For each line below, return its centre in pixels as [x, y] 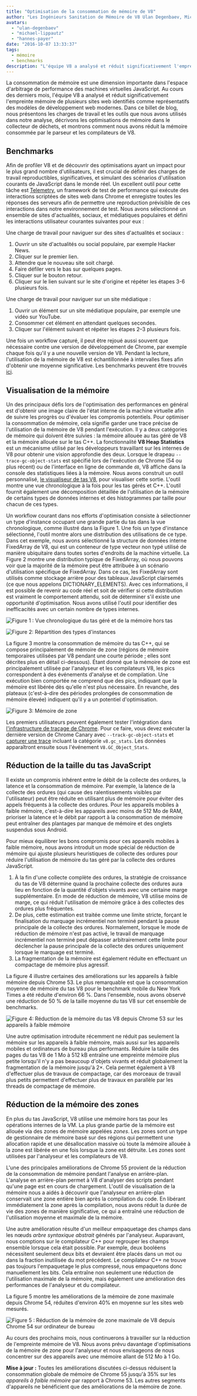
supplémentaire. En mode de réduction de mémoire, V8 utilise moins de [101, 896]
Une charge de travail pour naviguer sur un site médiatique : [79, 299]
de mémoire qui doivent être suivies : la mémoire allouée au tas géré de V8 [96, 436]
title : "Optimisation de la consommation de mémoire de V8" [81, 11]
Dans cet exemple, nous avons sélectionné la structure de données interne [96, 540]
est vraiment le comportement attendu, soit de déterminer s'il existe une [93, 597]
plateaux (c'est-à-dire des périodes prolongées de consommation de [89, 693]
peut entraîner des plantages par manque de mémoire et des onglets [89, 823]
